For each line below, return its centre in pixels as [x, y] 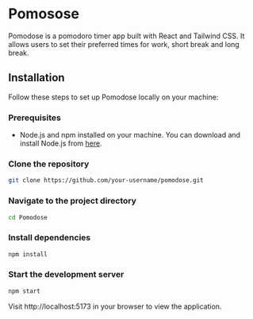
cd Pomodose [28, 217]
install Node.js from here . [61, 143]
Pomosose [44, 14]
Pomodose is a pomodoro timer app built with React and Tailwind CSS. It [126, 36]
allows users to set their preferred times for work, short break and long [124, 44]
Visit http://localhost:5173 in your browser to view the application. [115, 306]
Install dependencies [50, 238]
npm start [25, 291]
